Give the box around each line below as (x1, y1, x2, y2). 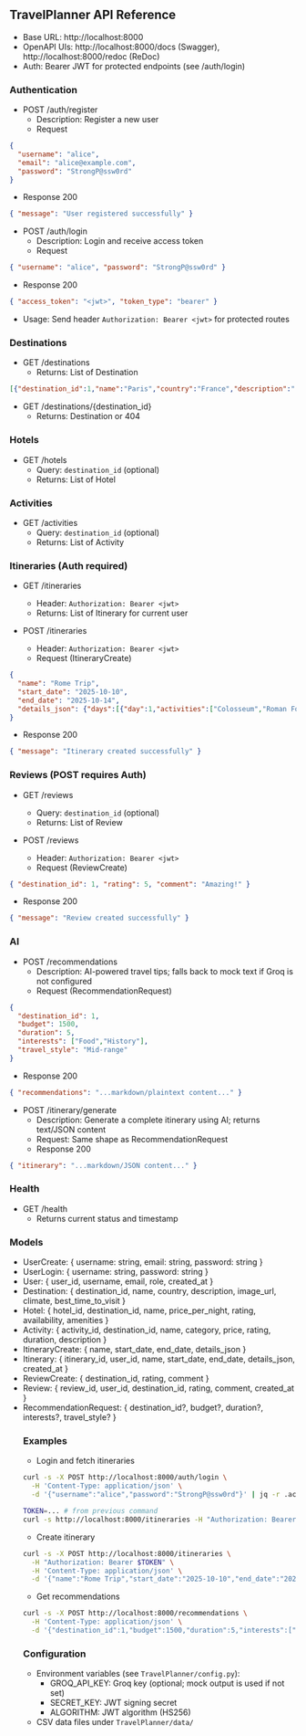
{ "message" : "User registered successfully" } (9, 209, 194, 218)
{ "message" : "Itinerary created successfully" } (9, 747, 202, 756)
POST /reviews (22, 835, 79, 846)
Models (9, 1236, 44, 1248)
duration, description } (22, 1334, 107, 1345)
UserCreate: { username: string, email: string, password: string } (22, 1257, 264, 1268)
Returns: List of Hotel (36, 474, 117, 485)
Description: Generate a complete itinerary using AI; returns (36, 1114, 260, 1125)
